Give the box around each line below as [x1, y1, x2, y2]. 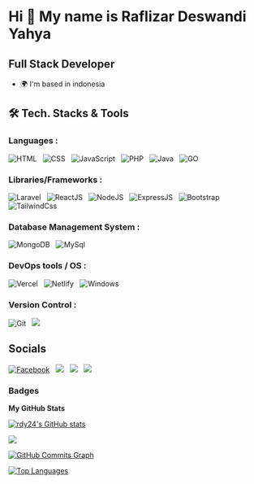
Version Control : [8, 299, 77, 310]
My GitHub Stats [8, 403, 66, 413]
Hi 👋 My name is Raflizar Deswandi [8, 7, 247, 26]
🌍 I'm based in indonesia [19, 79, 105, 89]
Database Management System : [8, 221, 140, 233]
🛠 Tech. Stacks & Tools [8, 107, 129, 120]
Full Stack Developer [8, 57, 115, 71]
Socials [8, 342, 47, 356]
